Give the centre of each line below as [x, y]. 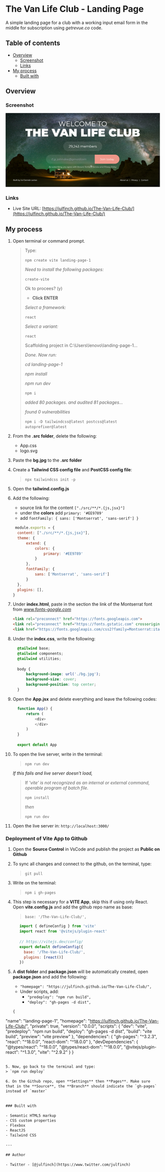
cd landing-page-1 [44, 365]
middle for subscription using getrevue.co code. [54, 27]
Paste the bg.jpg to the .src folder [47, 460]
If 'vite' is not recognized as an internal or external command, [87, 782]
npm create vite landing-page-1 [58, 261]
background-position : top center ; [61, 684]
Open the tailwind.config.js [41, 489]
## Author [16, 1155]
